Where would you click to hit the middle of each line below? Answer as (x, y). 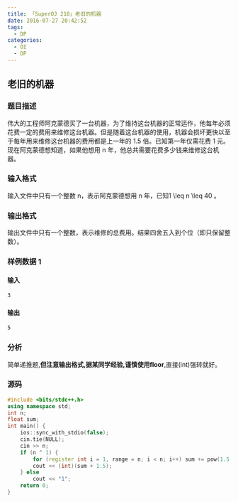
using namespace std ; (39, 406)
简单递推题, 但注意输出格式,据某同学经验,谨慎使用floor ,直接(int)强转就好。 (114, 364)
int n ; (17, 413)
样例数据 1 (24, 262)
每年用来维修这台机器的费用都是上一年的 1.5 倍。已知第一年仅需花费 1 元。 (121, 141)
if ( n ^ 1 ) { (39, 452)
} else (30, 472)
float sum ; (23, 420)
